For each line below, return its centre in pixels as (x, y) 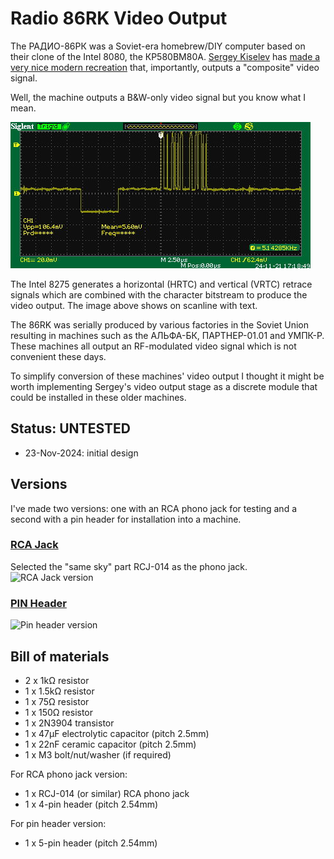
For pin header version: (58, 823)
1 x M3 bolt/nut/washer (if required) (98, 754)
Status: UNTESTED (70, 428)
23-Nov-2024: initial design (81, 453)
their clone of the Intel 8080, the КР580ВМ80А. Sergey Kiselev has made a (165, 56)
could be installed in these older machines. (98, 397)
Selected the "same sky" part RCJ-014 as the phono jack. (129, 566)
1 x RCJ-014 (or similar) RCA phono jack (107, 793)
